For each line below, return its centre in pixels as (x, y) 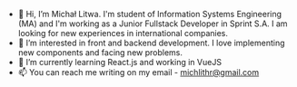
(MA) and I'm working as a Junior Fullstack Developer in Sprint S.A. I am (153, 24)
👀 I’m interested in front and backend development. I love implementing (151, 43)
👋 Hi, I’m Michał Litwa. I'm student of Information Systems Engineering (150, 14)
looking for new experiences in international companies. (123, 33)
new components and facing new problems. (100, 53)
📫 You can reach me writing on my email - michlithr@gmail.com (139, 72)
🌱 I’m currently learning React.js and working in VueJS (120, 62)
